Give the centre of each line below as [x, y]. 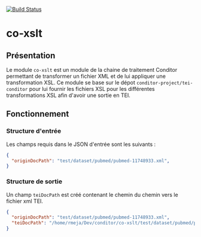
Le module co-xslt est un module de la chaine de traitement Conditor [92, 70]
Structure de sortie [34, 181]
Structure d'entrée [34, 131]
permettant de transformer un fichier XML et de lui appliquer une [86, 76]
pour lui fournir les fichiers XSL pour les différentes [92, 89]
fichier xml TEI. [25, 201]
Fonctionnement [38, 114]
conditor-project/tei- [165, 83]
